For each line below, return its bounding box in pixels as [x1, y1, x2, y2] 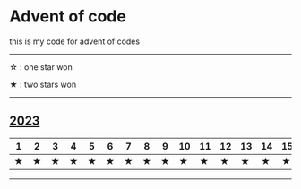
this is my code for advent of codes [9, 36, 141, 47]
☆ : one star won [9, 61, 73, 73]
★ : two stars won [9, 79, 77, 90]
